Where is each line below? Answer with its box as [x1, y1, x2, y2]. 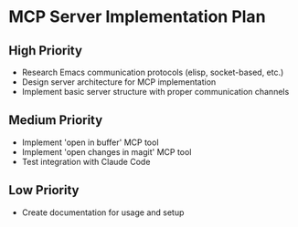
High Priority [8, 43, 83, 58]
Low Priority [8, 182, 80, 198]
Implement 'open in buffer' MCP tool [21, 137, 159, 148]
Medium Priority [8, 112, 103, 129]
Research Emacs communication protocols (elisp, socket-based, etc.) [21, 67, 284, 77]
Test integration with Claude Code [21, 156, 151, 167]
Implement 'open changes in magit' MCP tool [21, 146, 192, 157]
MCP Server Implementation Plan [8, 6, 266, 27]
